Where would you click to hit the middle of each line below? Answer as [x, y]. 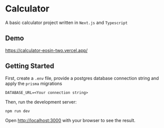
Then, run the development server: [41, 102]
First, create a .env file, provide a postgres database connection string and [82, 78]
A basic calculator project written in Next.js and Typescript [66, 22]
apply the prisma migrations [34, 83]
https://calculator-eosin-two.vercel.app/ [46, 50]
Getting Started [30, 66]
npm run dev [17, 111]
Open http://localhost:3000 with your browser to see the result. [70, 120]
